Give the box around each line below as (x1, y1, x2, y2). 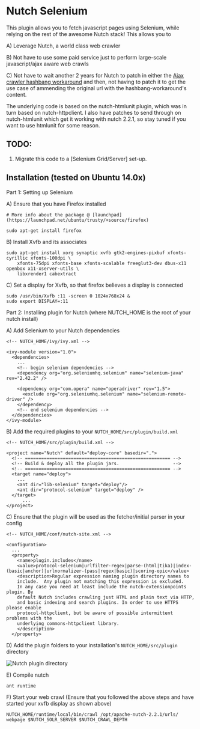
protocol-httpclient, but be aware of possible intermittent (17, 610, 173, 616)
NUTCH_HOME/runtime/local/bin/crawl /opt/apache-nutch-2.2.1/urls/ (6, 711, 179, 718)
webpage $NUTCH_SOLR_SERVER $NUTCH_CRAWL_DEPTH (6, 716, 128, 722)
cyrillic (6, 255, 28, 261)
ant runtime (6, 683, 36, 689)
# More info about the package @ (6, 212, 90, 218)
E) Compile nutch (6, 671, 49, 679)
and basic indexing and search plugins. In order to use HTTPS (17, 599, 179, 605)
